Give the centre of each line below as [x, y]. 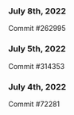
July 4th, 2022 [37, 86]
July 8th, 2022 [37, 11]
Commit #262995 [37, 29]
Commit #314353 [37, 66]
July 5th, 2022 [37, 49]
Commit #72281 [34, 104]
